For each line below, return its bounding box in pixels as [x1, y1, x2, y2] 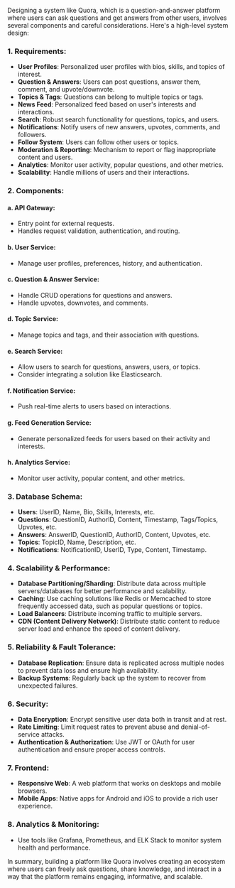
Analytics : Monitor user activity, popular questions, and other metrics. [17, 161, 224, 169]
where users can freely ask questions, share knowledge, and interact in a [7, 865, 222, 873]
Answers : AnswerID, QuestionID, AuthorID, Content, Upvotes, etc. [17, 531, 211, 539]
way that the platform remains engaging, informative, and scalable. [7, 872, 203, 880]
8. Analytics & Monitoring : [7, 820, 99, 830]
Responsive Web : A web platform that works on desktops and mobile [17, 779, 222, 788]
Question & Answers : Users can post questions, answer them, [17, 77, 201, 86]
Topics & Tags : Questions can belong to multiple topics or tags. [17, 92, 204, 102]
